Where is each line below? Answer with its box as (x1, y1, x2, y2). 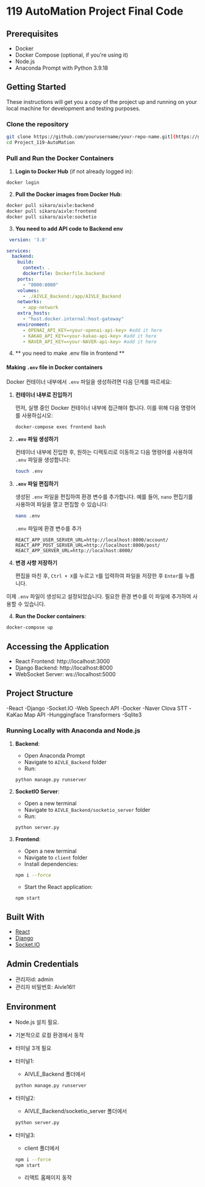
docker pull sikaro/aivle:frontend (6, 208, 97, 214)
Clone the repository (6, 120, 69, 128)
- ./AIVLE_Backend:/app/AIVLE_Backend (22, 293, 121, 299)
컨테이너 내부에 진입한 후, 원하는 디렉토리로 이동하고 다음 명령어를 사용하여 (15, 448, 193, 456)
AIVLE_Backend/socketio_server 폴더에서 (24, 1107, 127, 1114)
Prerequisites (6, 29, 59, 39)
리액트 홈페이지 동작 (24, 1174, 72, 1182)
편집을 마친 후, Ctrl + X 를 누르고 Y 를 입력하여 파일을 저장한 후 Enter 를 (15, 572, 184, 580)
